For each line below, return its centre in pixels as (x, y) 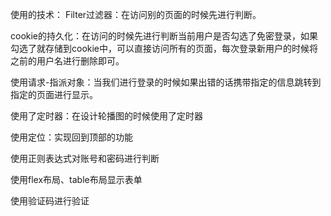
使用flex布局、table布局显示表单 (76, 179)
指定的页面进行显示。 (54, 94)
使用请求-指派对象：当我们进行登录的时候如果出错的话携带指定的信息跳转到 (166, 82)
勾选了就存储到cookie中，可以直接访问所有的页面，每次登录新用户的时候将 (164, 48)
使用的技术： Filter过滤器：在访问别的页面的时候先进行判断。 (136, 14)
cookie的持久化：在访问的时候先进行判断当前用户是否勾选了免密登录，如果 (164, 36)
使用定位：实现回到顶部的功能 (71, 137)
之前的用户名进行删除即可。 (67, 61)
